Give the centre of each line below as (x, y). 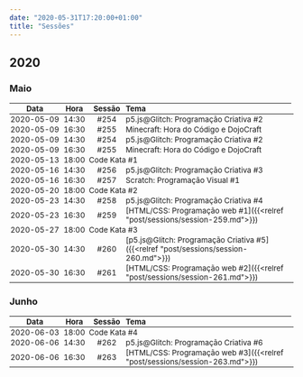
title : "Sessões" (42, 26)
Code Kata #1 (113, 160)
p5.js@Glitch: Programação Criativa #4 (194, 201)
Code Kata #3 (113, 230)
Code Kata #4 (113, 333)
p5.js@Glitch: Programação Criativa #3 (194, 170)
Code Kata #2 (113, 191)
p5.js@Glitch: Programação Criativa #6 (194, 343)
